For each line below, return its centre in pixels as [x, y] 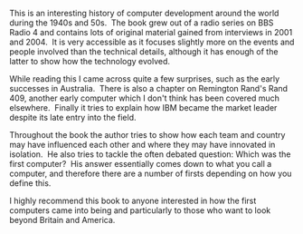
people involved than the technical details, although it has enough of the [144, 52]
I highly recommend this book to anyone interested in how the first [133, 200]
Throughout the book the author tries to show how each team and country [147, 135]
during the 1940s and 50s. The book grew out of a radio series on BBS [142, 23]
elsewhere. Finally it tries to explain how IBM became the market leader [143, 107]
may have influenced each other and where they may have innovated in [142, 145]
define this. [30, 183]
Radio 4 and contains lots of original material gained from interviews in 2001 [151, 32]
